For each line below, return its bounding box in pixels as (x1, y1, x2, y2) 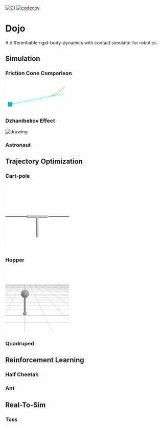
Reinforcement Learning (5, 355, 84, 365)
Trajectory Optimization (5, 157, 83, 166)
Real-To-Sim (5, 400, 46, 409)
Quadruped (5, 340, 34, 347)
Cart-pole (5, 173, 30, 180)
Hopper (5, 256, 25, 263)
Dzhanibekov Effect (5, 117, 55, 124)
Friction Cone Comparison (5, 69, 73, 77)
